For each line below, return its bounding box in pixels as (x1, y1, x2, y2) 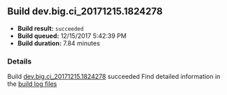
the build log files (7, 80, 57, 88)
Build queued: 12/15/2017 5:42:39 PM (17, 31, 127, 40)
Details (7, 56, 32, 66)
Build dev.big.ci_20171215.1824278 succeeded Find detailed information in (7, 73, 221, 81)
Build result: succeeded (17, 24, 84, 32)
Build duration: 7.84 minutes (17, 38, 100, 47)
